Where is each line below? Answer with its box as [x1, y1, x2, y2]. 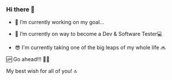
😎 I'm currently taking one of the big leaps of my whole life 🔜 [14, 44, 166, 51]
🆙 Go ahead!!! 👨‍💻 [6, 56, 50, 63]
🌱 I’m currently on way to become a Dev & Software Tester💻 [14, 31, 163, 38]
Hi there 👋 [6, 5, 35, 14]
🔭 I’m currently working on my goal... [14, 19, 105, 26]
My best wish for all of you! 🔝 [6, 68, 77, 75]
